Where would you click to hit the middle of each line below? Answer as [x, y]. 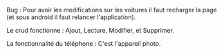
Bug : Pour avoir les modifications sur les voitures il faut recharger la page [112, 10]
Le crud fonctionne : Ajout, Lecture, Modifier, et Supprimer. [90, 30]
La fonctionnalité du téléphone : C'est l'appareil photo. [84, 43]
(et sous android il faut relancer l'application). [71, 17]
